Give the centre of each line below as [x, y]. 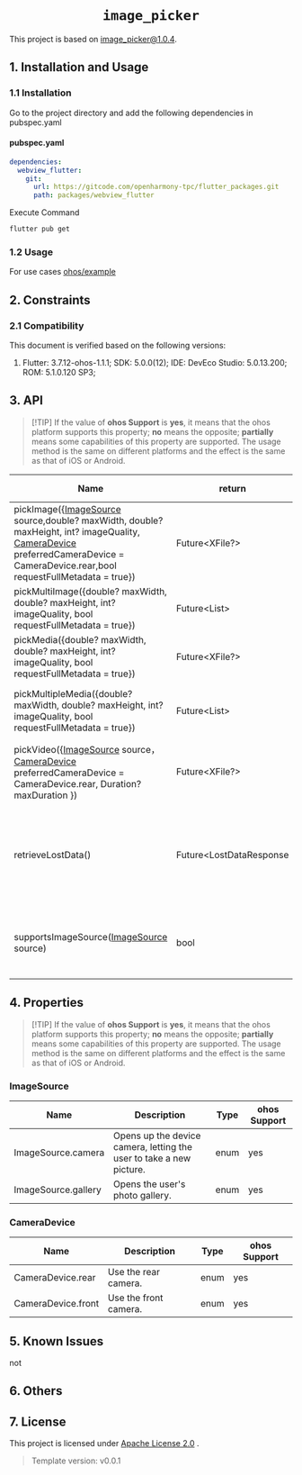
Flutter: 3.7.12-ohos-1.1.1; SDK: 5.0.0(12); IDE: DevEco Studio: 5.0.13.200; [155, 363]
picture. [129, 1169]
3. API [26, 400]
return [233, 488]
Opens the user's [149, 1184]
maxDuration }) [46, 795]
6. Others [36, 1391]
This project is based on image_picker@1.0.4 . [93, 39]
